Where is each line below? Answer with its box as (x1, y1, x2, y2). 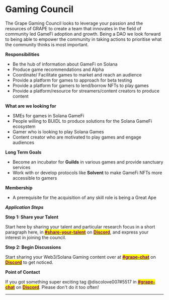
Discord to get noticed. (5, 259, 54, 265)
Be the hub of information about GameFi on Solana (12, 61, 118, 67)
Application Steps (5, 204, 44, 210)
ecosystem (12, 123, 36, 129)
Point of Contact (5, 269, 40, 275)
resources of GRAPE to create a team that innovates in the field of (5, 25, 142, 31)
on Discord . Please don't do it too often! (16, 284, 99, 290)
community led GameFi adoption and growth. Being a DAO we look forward (5, 31, 161, 37)
